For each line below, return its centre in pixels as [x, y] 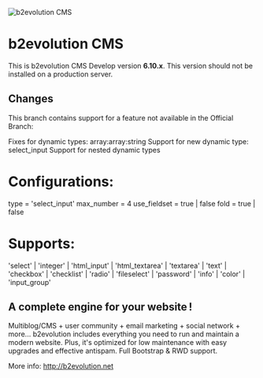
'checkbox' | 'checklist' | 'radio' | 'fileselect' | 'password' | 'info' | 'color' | [127, 274]
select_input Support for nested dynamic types [84, 150]
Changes [31, 99]
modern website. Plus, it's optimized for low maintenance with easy [117, 343]
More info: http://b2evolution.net [61, 366]
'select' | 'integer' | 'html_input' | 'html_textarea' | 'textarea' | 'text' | [117, 265]
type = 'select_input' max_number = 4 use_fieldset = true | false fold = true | [132, 203]
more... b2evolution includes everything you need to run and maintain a [124, 334]
